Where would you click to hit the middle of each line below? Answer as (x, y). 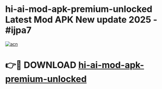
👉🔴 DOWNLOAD (41, 65)
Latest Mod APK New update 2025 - (81, 20)
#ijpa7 (18, 30)
